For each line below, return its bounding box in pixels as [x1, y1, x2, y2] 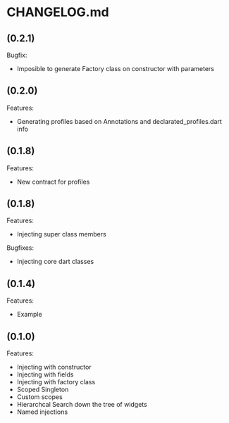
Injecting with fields [16, 370, 74, 379]
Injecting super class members [16, 230, 106, 239]
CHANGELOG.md [6, 4, 110, 20]
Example [16, 310, 43, 319]
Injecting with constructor [16, 363, 92, 372]
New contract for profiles [16, 177, 90, 186]
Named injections [16, 408, 68, 416]
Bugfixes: [6, 244, 35, 252]
